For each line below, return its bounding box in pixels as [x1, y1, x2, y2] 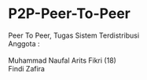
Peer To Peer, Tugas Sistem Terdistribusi [8, 31, 140, 40]
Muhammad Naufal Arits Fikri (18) [8, 56, 116, 65]
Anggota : [8, 38, 40, 48]
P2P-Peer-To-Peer [8, 5, 131, 23]
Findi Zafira [8, 64, 46, 73]
